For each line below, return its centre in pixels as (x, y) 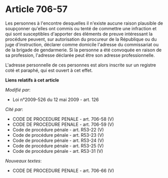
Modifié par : (18, 90)
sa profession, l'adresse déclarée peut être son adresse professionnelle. (80, 55)
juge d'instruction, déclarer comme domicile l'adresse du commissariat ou (82, 44)
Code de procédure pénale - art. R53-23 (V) (58, 135)
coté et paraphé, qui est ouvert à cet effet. (49, 70)
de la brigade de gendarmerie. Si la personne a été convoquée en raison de (83, 50)
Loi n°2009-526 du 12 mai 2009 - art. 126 (56, 100)
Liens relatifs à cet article (32, 80)
